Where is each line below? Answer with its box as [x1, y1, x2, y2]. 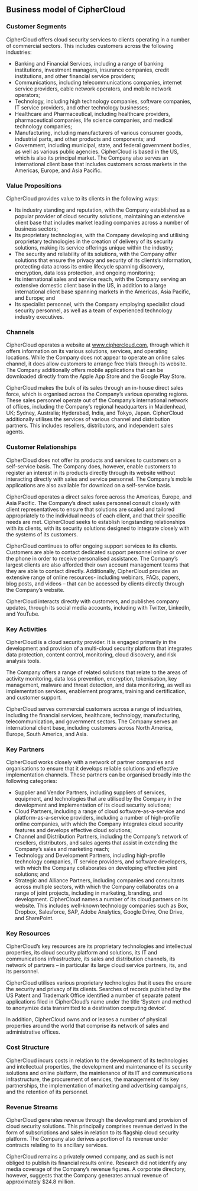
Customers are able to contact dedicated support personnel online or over [6, 548, 187, 555]
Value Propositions [6, 182, 62, 190]
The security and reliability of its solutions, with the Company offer [14, 250, 177, 257]
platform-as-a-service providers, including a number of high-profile [14, 814, 180, 821]
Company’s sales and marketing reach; [14, 846, 110, 853]
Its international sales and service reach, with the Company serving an [14, 275, 187, 283]
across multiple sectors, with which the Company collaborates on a [14, 883, 178, 891]
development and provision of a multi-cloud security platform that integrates [6, 645, 192, 652]
